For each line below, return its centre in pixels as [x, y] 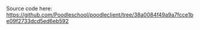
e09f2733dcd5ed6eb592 [38, 21]
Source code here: [29, 9]
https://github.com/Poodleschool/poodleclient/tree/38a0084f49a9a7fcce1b [100, 15]
